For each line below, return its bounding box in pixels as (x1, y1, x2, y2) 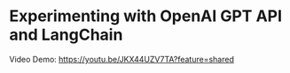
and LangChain (9, 25, 123, 45)
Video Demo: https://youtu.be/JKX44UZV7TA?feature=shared (9, 54, 235, 64)
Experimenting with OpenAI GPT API (9, 6, 282, 26)
